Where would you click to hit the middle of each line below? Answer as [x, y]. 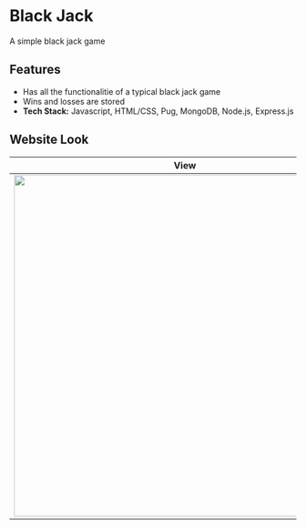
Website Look [49, 140]
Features [35, 70]
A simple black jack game [57, 41]
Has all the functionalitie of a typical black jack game [122, 91]
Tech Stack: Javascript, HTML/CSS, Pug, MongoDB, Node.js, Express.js [158, 111]
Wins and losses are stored [74, 101]
